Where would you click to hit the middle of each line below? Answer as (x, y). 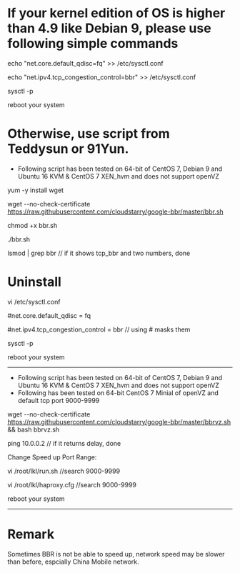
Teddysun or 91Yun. (68, 149)
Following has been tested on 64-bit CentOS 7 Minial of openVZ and (118, 393)
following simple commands (93, 44)
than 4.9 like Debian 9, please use (110, 28)
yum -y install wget (36, 190)
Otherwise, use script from (89, 134)
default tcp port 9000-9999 (59, 400)
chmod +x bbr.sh (32, 225)
